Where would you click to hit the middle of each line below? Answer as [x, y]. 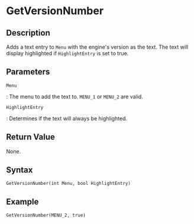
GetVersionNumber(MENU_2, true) [46, 215]
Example [22, 202]
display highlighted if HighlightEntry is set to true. [67, 53]
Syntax [20, 170]
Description [28, 33]
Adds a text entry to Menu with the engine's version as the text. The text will [97, 47]
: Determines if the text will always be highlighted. [67, 118]
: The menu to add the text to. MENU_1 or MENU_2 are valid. [75, 97]
